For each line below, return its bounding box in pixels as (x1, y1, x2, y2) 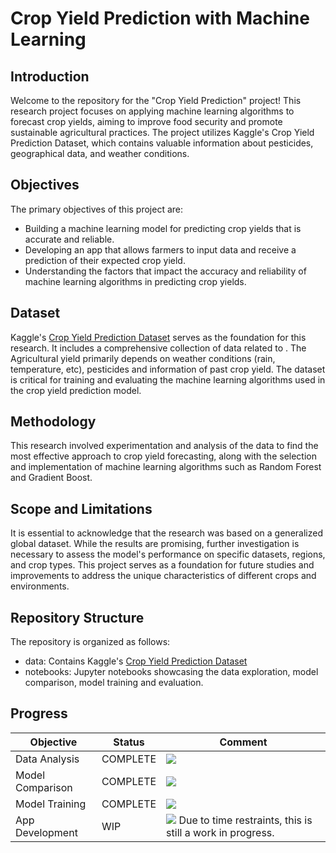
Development (15, 825, 78, 839)
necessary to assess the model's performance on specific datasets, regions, (10, 548, 326, 561)
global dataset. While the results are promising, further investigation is (10, 538, 300, 550)
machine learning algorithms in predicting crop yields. (24, 275, 247, 287)
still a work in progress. (166, 825, 275, 839)
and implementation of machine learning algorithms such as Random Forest (10, 461, 322, 473)
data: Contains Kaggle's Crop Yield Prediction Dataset (24, 655, 248, 667)
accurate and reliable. (24, 233, 115, 245)
